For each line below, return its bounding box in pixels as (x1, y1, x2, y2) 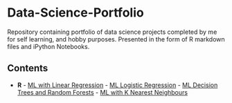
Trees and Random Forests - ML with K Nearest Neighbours (17, 88, 188, 96)
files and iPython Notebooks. (7, 42, 90, 50)
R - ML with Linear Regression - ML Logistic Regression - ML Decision (17, 81, 218, 89)
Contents (7, 62, 48, 74)
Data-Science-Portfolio (7, 5, 144, 21)
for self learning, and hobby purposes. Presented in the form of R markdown (7, 35, 225, 43)
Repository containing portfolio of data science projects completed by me (7, 28, 217, 36)
